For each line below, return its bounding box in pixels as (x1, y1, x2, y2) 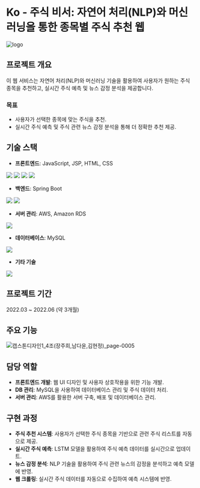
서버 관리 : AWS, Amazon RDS (14, 210, 86, 217)
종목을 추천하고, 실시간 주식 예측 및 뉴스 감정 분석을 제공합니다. (6, 84, 154, 91)
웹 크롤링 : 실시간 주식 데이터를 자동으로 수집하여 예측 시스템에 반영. (14, 475, 172, 483)
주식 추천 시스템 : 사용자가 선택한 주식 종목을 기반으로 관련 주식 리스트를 (14, 430, 181, 437)
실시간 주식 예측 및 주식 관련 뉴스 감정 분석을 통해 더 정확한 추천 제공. (14, 123, 177, 131)
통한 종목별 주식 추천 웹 (37, 20, 145, 34)
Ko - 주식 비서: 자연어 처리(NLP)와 (6, 5, 166, 19)
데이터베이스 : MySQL (14, 234, 66, 241)
